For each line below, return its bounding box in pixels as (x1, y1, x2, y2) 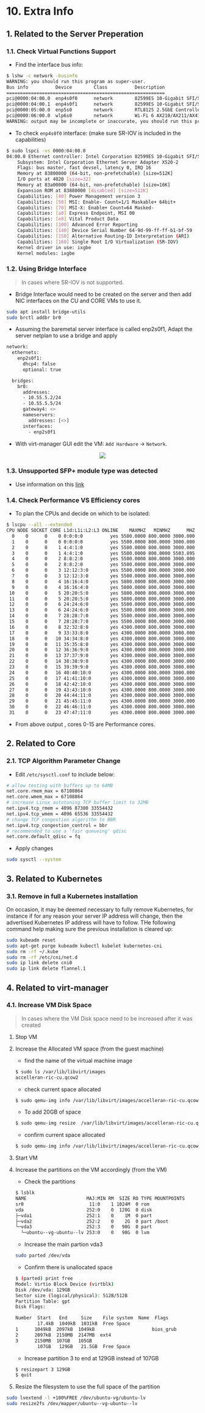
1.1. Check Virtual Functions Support (6, 47, 116, 56)
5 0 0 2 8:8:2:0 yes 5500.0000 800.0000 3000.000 (12, 561, 195, 568)
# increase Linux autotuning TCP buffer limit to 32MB (6, 800, 149, 806)
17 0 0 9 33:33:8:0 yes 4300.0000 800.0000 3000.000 (9, 629, 195, 636)
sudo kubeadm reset (6, 937, 56, 943)
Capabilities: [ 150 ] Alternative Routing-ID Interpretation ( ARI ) (17, 233, 190, 239)
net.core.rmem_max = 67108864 (6, 788, 84, 794)
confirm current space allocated (24, 1131, 106, 1139)
